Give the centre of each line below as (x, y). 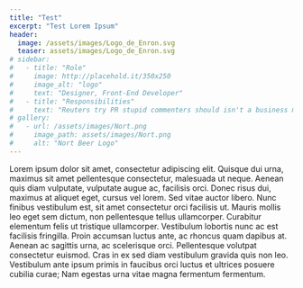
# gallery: (30, 118)
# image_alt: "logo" (56, 85)
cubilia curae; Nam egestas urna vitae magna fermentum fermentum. (138, 274)
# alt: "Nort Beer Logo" (64, 143)
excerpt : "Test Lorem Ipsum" (64, 26)
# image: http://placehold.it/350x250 (90, 76)
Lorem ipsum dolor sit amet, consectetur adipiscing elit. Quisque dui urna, (147, 168)
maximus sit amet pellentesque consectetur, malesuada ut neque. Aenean (147, 178)
